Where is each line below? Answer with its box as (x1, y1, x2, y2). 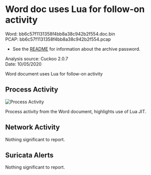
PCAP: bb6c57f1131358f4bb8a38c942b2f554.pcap (5, 36, 111, 42)
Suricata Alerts (5, 151, 54, 159)
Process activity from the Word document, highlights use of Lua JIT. (5, 108, 146, 114)
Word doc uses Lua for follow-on (5, 4, 145, 15)
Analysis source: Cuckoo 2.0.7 (5, 55, 68, 61)
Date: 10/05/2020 (5, 61, 42, 67)
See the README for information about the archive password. (12, 46, 141, 52)
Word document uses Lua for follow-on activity (5, 70, 103, 76)
